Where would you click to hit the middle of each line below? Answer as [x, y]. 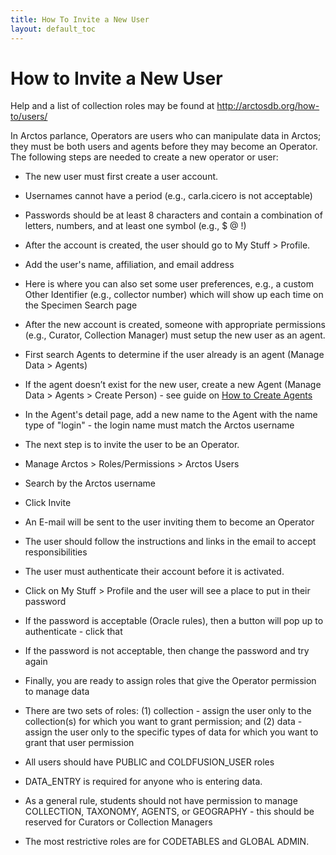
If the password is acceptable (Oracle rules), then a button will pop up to [174, 621]
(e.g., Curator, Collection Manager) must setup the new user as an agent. [175, 335]
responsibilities [56, 552]
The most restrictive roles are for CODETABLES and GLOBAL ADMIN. [167, 842]
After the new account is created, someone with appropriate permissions [175, 325]
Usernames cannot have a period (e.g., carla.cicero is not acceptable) [168, 196]
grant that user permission [79, 743]
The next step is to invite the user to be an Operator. [132, 445]
